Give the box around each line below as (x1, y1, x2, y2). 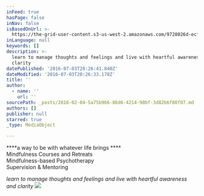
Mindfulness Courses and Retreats (6, 150, 93, 158)
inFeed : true (6, 9, 39, 15)
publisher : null (6, 111, 47, 117)
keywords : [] (6, 43, 39, 49)
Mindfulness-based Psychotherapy (6, 157, 94, 164)
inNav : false (6, 20, 39, 26)
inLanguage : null (6, 37, 50, 43)
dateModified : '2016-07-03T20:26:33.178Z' (6, 71, 115, 77)
